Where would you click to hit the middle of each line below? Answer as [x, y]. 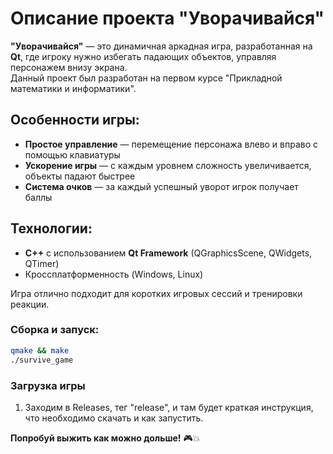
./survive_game [42, 360]
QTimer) [42, 263]
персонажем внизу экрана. [69, 67]
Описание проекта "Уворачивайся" [167, 18]
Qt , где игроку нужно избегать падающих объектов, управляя [143, 56]
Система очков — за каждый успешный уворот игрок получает [161, 186]
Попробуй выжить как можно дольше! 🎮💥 [105, 438]
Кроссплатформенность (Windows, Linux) [114, 274]
